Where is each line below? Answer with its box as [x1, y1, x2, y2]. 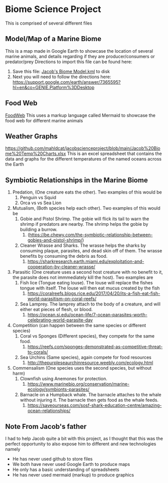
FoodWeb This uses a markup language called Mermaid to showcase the [5, 112, 155, 118]
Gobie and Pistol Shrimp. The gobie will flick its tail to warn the [20, 216, 149, 222]
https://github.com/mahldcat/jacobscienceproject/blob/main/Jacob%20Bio [5, 145, 160, 151]
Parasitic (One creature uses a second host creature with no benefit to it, [12, 269, 163, 275]
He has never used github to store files [12, 456, 93, 462]
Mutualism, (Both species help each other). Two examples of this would [12, 205, 160, 211]
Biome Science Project [5, 4, 101, 15]
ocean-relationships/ [27, 408, 71, 414]
